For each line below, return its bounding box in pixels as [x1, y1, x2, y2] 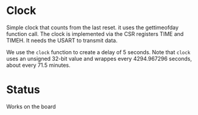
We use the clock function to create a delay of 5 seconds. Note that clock [6, 48, 191, 55]
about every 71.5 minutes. [6, 61, 71, 69]
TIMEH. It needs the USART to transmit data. [6, 37, 118, 44]
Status [6, 83, 41, 97]
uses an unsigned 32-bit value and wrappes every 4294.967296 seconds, [6, 55, 193, 62]
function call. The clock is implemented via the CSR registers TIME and [6, 30, 184, 37]
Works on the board [6, 103, 56, 110]
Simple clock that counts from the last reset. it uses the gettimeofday [6, 24, 179, 31]
